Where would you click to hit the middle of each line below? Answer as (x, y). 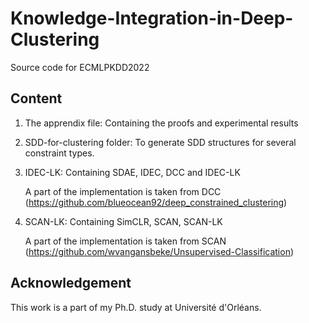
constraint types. (59, 153)
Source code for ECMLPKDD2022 (80, 67)
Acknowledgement (71, 283)
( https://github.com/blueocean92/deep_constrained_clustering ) (156, 202)
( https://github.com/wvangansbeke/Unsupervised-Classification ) (159, 251)
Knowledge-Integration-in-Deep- (152, 18)
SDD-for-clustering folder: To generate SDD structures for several (160, 142)
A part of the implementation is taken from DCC (123, 191)
